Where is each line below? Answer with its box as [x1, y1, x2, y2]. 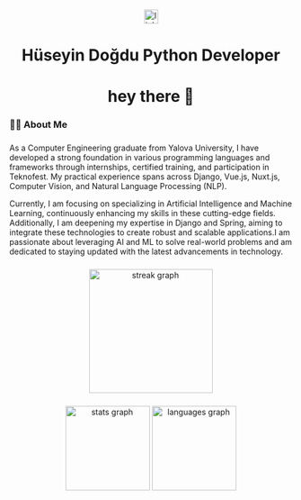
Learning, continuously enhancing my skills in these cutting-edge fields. [9, 208, 276, 219]
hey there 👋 [107, 86, 195, 107]
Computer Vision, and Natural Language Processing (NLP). [9, 181, 227, 192]
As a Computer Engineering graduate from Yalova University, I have [9, 142, 259, 153]
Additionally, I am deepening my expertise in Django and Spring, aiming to [9, 217, 283, 229]
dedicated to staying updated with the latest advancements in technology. [9, 246, 283, 257]
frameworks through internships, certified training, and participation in [9, 162, 270, 173]
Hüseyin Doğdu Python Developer [22, 45, 280, 66]
